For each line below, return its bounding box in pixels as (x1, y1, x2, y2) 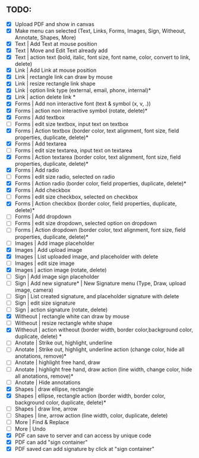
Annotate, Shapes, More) (14, 34, 76, 41)
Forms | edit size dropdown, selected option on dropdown (14, 220, 157, 227)
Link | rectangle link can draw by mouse (14, 74, 113, 81)
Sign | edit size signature (14, 299, 76, 307)
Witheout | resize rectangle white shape (14, 320, 113, 327)
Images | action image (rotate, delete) (14, 266, 107, 273)
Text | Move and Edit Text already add (14, 47, 108, 54)
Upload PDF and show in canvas (14, 20, 94, 27)
